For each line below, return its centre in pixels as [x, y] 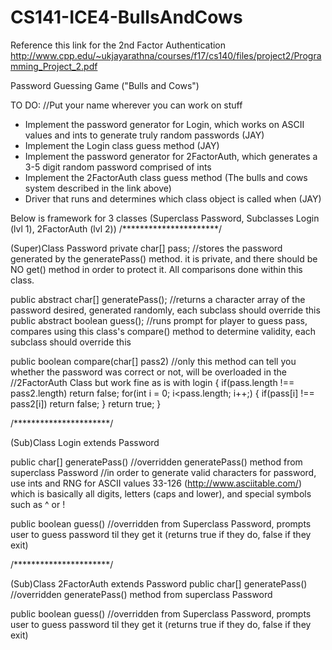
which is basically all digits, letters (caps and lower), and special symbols [161, 493]
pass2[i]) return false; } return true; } [86, 403]
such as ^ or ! [38, 504]
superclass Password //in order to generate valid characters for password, [163, 472]
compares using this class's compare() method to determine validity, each [163, 331]
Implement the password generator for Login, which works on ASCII [164, 124]
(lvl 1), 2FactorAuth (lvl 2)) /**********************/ [116, 228]
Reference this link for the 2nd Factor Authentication [118, 45]
